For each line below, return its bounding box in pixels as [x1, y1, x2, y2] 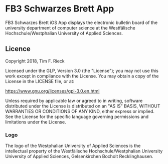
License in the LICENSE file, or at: [5, 78, 75, 84]
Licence [5, 44, 31, 53]
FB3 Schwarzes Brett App [5, 3, 114, 14]
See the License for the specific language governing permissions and [5, 113, 149, 119]
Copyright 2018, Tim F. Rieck [5, 58, 65, 64]
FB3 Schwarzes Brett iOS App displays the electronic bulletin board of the [5, 19, 158, 25]
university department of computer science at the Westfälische [5, 24, 135, 30]
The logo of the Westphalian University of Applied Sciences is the [5, 143, 141, 149]
